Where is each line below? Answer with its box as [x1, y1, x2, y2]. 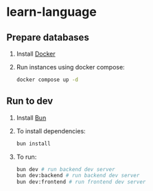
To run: [16, 153, 37, 161]
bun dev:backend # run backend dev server [16, 172, 140, 179]
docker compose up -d [16, 76, 78, 83]
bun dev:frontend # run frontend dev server [16, 179, 146, 186]
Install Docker [16, 49, 56, 58]
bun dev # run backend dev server [16, 166, 115, 172]
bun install [16, 140, 51, 147]
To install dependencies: [16, 126, 86, 135]
